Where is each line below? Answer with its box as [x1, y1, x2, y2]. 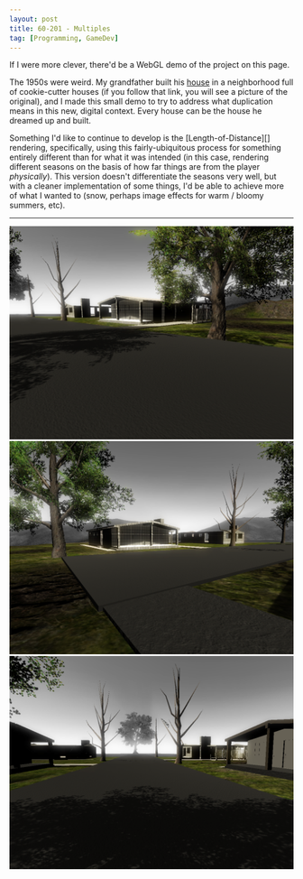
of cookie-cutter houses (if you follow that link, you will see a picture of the [9, 87, 289, 97]
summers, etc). [9, 199, 66, 211]
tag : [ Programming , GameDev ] [9, 33, 119, 42]
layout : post [9, 14, 59, 23]
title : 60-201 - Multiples [9, 23, 111, 33]
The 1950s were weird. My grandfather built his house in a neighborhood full [9, 77, 294, 88]
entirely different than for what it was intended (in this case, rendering [9, 152, 269, 162]
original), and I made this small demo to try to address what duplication [9, 96, 273, 107]
